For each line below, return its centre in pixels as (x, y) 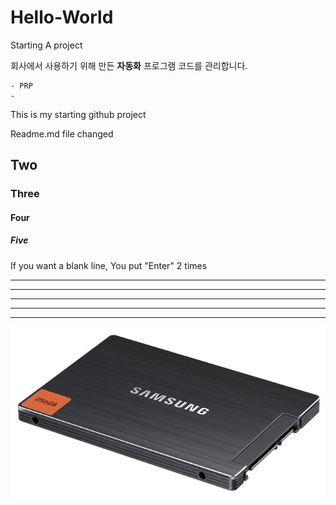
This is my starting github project (78, 114)
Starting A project (46, 45)
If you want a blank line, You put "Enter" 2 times (109, 265)
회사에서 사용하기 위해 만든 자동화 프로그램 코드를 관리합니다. (129, 65)
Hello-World (62, 17)
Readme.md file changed (62, 133)
